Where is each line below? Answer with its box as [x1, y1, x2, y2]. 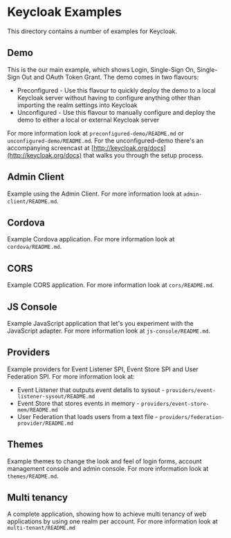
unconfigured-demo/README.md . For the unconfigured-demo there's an [7, 136, 204, 145]
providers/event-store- [140, 400, 210, 407]
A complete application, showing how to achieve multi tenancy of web [7, 510, 207, 519]
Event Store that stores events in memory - [17, 399, 140, 407]
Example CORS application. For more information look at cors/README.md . [7, 281, 214, 289]
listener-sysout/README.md [17, 393, 95, 400]
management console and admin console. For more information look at [7, 464, 209, 472]
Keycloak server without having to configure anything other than [17, 93, 201, 102]
